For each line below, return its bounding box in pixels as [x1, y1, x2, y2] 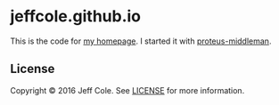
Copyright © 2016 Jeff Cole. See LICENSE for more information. [10, 85, 245, 95]
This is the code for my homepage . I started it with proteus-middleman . [10, 36, 272, 46]
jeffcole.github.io [10, 6, 142, 27]
